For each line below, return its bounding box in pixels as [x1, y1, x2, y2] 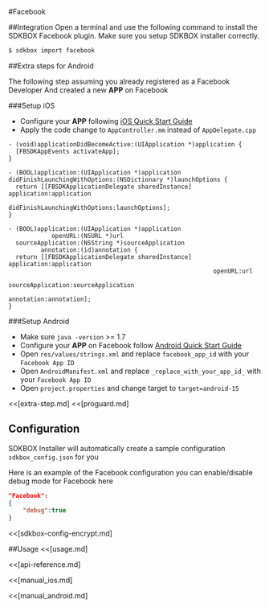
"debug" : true [22, 507, 67, 515]
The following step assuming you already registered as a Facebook [8, 76, 230, 86]
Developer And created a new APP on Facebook [8, 84, 169, 95]
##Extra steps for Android [8, 60, 94, 71]
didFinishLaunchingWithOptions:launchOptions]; [8, 203, 171, 212]
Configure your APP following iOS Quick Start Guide [19, 116, 193, 125]
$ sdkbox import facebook [8, 47, 95, 55]
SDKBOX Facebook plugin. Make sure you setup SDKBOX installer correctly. [8, 31, 260, 40]
